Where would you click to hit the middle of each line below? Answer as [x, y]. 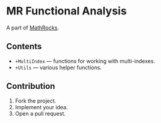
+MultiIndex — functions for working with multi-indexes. [85, 61]
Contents [24, 46]
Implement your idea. [41, 107]
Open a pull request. [40, 113]
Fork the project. [36, 101]
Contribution [31, 86]
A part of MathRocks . [33, 28]
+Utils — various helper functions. [58, 67]
